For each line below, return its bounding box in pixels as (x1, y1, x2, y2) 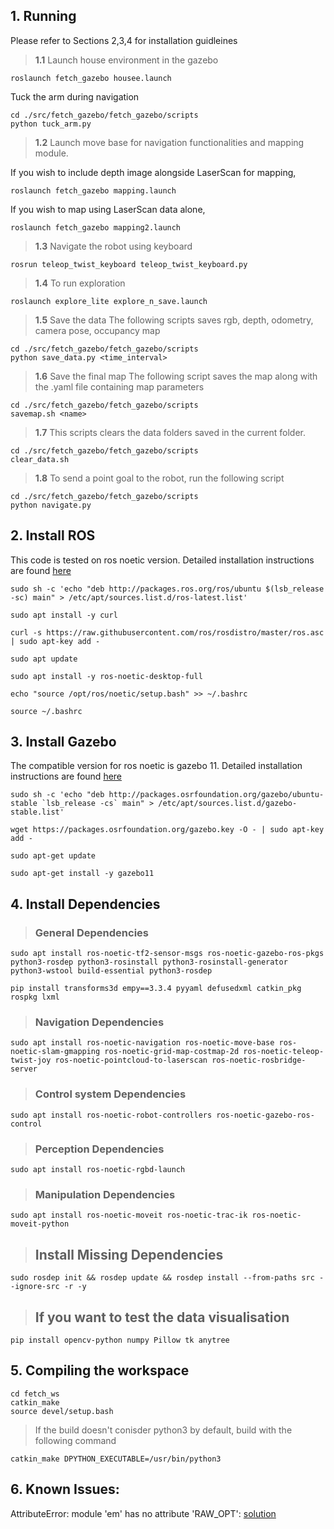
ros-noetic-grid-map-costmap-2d (104, 1047, 240, 1057)
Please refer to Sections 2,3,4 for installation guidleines (10, 34, 238, 46)
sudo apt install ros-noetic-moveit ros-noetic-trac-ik (10, 1210, 248, 1221)
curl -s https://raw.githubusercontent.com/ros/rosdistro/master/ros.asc (10, 627, 325, 638)
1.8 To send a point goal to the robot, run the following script (34, 472, 285, 484)
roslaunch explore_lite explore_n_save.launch (10, 296, 208, 306)
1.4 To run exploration (34, 277, 126, 289)
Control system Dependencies (34, 1087, 187, 1101)
